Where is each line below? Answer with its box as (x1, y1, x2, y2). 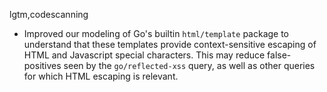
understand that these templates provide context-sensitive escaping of (23, 39, 317, 50)
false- (267, 49, 292, 61)
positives (23, 60, 62, 71)
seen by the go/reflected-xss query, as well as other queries (63, 60, 316, 71)
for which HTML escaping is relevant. (23, 70, 179, 82)
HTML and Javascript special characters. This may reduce (23, 49, 266, 61)
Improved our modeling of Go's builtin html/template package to (23, 28, 290, 39)
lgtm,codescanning (9, 9, 89, 20)
